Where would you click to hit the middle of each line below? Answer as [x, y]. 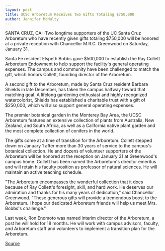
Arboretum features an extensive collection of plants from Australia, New [80, 121]
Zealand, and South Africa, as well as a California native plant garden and [80, 125]
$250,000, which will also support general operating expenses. [70, 106]
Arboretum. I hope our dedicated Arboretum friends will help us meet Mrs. [81, 203]
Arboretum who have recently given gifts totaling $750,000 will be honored [82, 38]
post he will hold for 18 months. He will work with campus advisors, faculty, [82, 223]
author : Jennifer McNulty [32, 19]
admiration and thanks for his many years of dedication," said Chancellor [80, 193]
